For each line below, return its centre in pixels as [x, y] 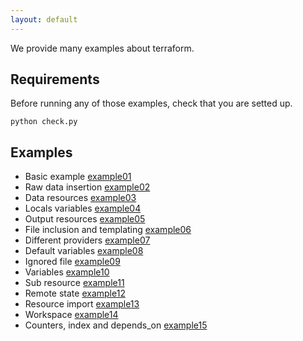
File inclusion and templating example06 [108, 230]
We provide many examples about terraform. [102, 48]
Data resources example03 [80, 198]
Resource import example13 [82, 304]
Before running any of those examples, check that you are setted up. [151, 103]
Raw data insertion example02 [87, 187]
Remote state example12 [75, 293]
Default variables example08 [84, 251]
